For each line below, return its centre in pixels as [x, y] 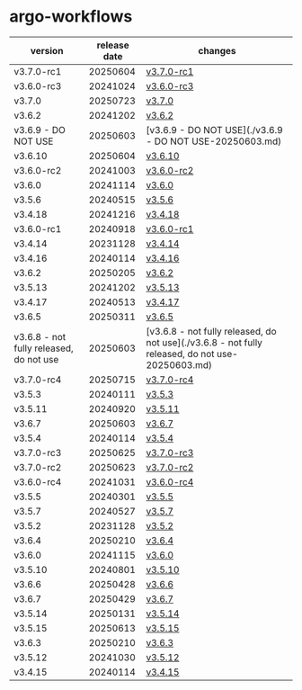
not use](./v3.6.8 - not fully [204, 342]
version [47, 50]
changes [217, 50]
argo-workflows [71, 17]
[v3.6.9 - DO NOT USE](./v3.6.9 [214, 130]
